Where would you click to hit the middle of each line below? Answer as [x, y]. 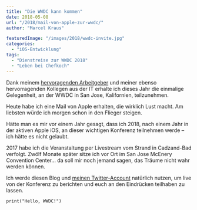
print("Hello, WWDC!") [34, 201]
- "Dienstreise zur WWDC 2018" [50, 60]
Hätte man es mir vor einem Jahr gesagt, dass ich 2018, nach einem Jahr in [97, 124]
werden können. [26, 166]
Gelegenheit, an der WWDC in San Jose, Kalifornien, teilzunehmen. [87, 95]
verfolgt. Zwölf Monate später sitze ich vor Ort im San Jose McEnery [89, 154]
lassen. [15, 190]
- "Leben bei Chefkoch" [40, 66]
